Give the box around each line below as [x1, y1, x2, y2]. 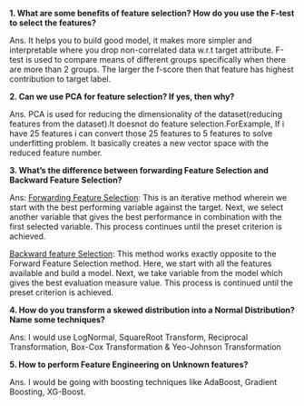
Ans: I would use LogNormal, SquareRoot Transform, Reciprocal [9, 332, 249, 342]
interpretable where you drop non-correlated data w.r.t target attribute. [9, 45, 274, 55]
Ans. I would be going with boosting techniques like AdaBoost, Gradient [9, 377, 278, 387]
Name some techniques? [9, 314, 106, 325]
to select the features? [9, 17, 97, 28]
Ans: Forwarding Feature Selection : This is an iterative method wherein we [9, 193, 288, 203]
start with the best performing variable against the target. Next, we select [9, 202, 284, 213]
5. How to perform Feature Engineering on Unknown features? [9, 359, 249, 370]
